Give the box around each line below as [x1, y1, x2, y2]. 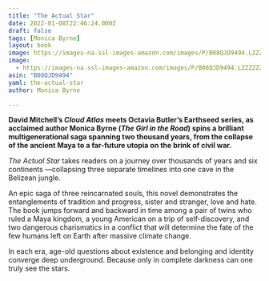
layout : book [8, 42, 52, 50]
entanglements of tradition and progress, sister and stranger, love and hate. [8, 197, 258, 207]
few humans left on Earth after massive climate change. [8, 231, 192, 241]
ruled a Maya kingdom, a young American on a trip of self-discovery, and [8, 214, 250, 224]
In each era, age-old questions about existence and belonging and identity [8, 247, 255, 256]
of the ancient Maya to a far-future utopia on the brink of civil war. [8, 141, 232, 151]
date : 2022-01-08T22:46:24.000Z [8, 19, 116, 27]
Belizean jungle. [8, 173, 62, 183]
